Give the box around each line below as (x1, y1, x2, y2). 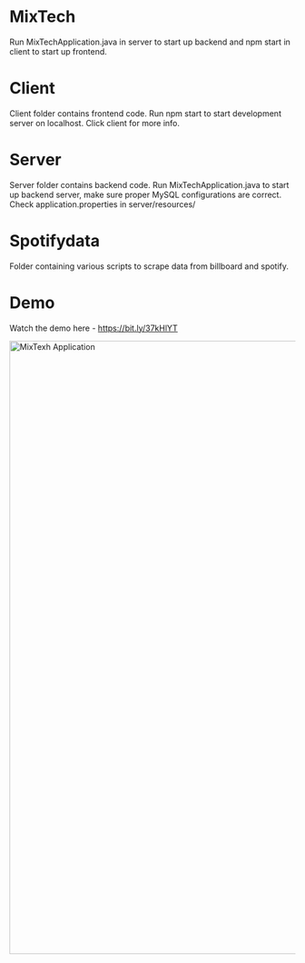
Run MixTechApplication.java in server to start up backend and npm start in (9, 36, 290, 47)
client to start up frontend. (9, 45, 107, 56)
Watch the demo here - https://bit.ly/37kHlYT (9, 323, 179, 333)
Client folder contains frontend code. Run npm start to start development (9, 107, 281, 119)
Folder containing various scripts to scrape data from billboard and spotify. (9, 261, 289, 272)
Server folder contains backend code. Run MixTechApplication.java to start (9, 179, 290, 190)
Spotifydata (9, 231, 101, 251)
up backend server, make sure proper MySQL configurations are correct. (9, 189, 282, 200)
